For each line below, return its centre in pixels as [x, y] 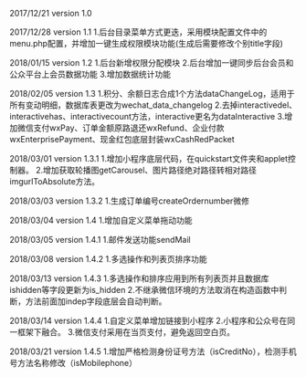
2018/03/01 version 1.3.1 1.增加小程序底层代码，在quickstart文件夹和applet [149, 158]
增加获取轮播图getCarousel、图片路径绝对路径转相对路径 [150, 170]
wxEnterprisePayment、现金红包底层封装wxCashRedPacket [122, 139]
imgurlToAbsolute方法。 [55, 181]
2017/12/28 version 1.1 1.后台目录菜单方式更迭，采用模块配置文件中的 [138, 32]
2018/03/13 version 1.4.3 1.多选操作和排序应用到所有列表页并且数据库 [139, 278]
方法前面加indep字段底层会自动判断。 [96, 301]
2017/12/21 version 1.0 [51, 13]
